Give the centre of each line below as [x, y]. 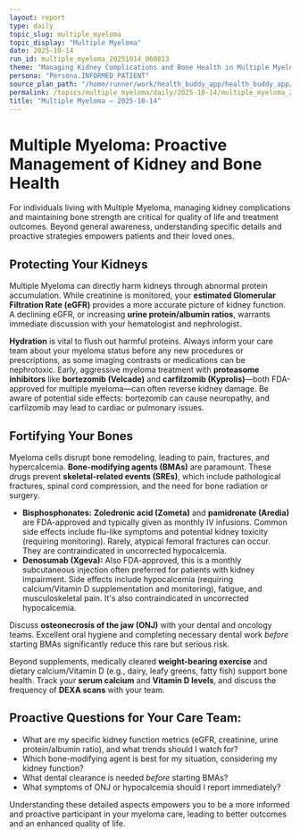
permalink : [29, 92]
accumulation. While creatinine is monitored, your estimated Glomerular [143, 295]
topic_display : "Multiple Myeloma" [75, 42]
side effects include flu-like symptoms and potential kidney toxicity [145, 531]
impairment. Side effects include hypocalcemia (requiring [128, 579]
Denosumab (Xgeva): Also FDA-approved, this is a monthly [132, 560]
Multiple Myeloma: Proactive [118, 145]
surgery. [25, 495]
